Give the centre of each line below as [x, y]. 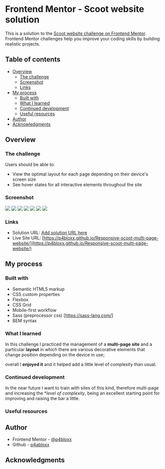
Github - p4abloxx [31, 445]
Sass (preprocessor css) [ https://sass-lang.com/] [63, 315]
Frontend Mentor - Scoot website [75, 9]
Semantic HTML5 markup [38, 289]
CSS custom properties [36, 294]
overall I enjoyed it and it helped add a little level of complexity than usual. [81, 364]
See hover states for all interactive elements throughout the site [77, 185]
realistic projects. [23, 44]
